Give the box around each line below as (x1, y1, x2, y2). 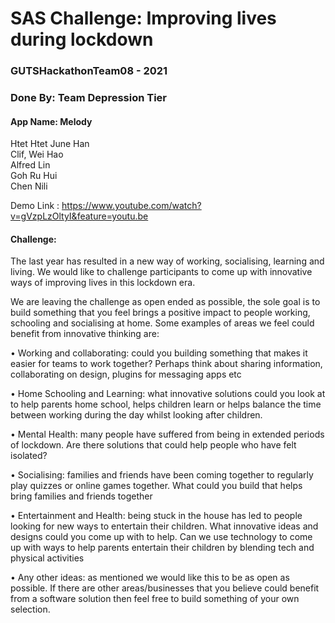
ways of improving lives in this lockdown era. (10, 277, 196, 289)
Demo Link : (10, 200, 60, 212)
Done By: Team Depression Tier (10, 91, 167, 105)
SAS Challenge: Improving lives (10, 7, 277, 30)
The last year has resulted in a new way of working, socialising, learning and (10, 255, 325, 267)
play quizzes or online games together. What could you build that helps (10, 480, 303, 492)
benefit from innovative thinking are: (10, 328, 160, 340)
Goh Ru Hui (10, 170, 58, 182)
